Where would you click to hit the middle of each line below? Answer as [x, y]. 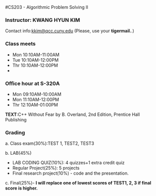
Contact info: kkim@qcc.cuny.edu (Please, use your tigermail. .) [70, 31]
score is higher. [22, 188]
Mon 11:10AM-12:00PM [36, 99]
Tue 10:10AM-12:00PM [35, 60]
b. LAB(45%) [18, 153]
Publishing [16, 119]
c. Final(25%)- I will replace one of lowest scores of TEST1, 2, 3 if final [78, 183]
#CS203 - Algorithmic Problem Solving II [47, 7]
